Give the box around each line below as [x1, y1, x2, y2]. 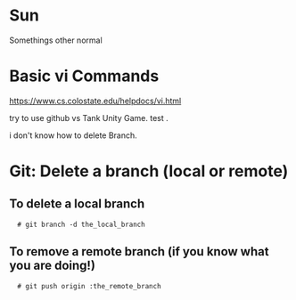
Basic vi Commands [9, 66, 160, 86]
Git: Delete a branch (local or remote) [9, 161, 289, 182]
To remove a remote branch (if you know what [9, 244, 269, 259]
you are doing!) [9, 258, 96, 273]
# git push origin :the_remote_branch [17, 281, 162, 290]
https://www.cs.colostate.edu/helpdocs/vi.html [9, 95, 182, 106]
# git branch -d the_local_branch [17, 220, 145, 229]
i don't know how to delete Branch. [9, 130, 138, 141]
